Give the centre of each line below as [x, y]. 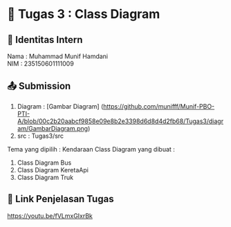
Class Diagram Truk [45, 177]
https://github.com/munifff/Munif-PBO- [159, 106]
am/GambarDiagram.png [53, 128]
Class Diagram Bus [44, 163]
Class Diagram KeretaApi [53, 170]
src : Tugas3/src [40, 136]
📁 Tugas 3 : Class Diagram [84, 14]
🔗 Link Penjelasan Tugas [61, 199]
